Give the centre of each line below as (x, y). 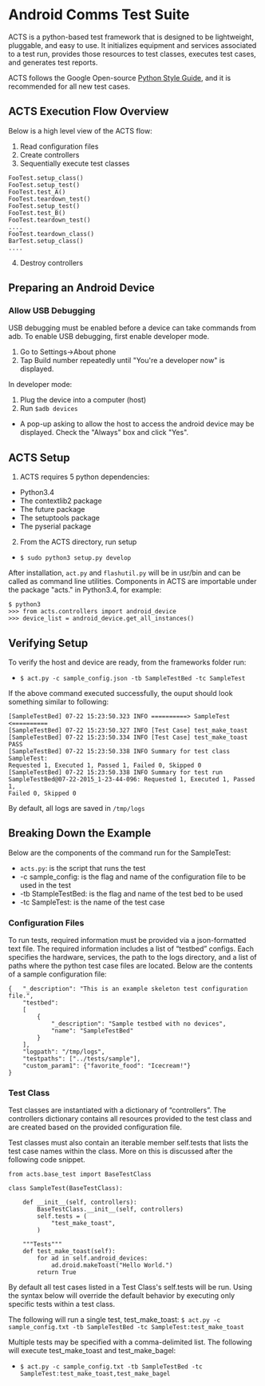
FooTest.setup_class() (46, 178)
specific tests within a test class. (62, 1304)
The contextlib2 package (61, 501)
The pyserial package (55, 526)
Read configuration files (59, 146)
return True (57, 1272)
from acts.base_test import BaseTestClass (80, 1174)
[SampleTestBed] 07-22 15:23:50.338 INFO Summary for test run (116, 773)
